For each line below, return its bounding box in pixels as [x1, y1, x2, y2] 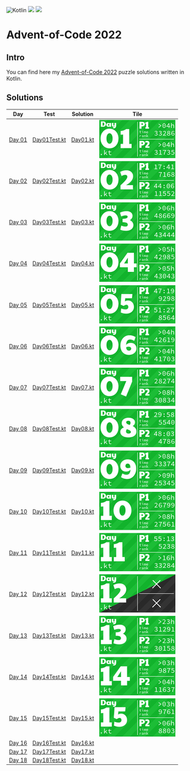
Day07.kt [71, 384, 94, 391]
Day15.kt [71, 715, 94, 722]
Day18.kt [71, 756, 94, 764]
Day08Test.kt [32, 425, 66, 433]
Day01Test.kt [32, 136, 66, 143]
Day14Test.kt [32, 673, 66, 681]
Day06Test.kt [32, 342, 66, 349]
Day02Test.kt [32, 177, 66, 185]
